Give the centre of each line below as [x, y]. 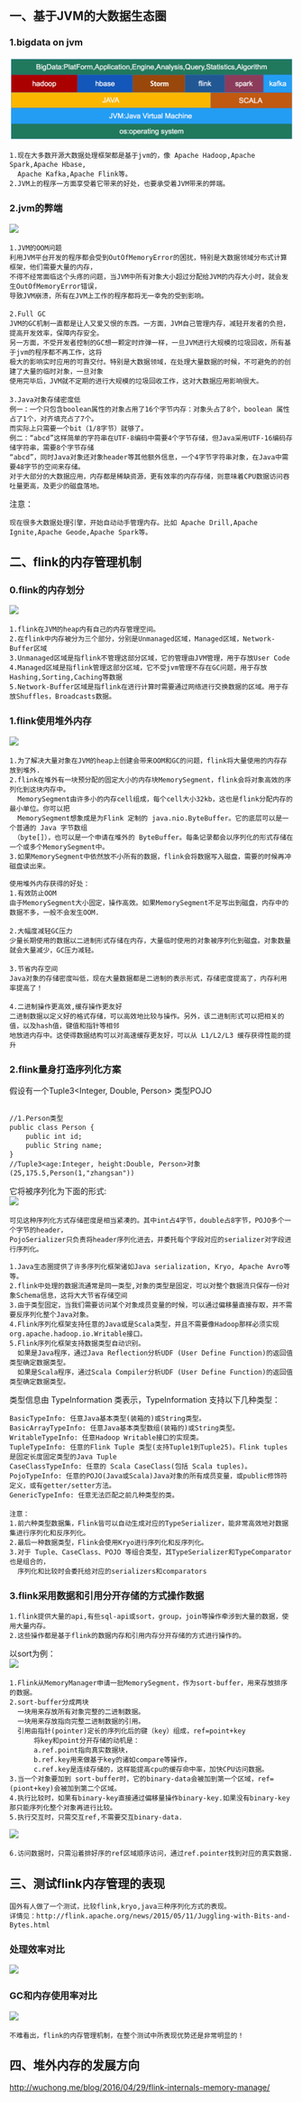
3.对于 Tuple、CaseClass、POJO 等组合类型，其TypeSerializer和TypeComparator [151, 1552]
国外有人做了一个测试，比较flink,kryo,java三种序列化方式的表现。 [120, 1907]
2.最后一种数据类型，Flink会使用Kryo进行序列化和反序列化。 [109, 1542]
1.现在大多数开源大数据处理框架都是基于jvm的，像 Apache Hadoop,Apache [132, 156]
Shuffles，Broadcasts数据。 [66, 697]
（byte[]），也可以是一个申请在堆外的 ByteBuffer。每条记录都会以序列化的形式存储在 [153, 838]
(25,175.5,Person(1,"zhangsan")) [72, 1173]
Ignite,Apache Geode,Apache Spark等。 [81, 532]
